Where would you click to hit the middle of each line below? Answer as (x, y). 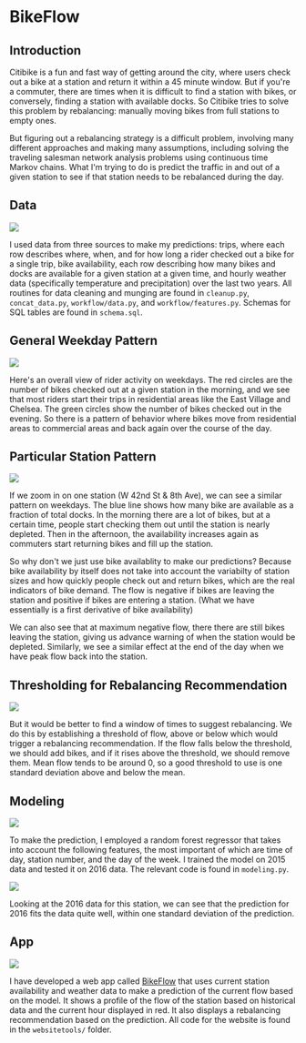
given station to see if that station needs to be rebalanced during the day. (147, 177)
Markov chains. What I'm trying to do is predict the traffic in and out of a (145, 167)
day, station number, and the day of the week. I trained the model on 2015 (148, 860)
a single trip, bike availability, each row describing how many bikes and (143, 263)
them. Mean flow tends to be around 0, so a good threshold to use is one (146, 763)
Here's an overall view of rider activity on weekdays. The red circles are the (151, 380)
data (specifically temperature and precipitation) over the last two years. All (151, 283)
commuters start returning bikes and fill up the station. (112, 544)
